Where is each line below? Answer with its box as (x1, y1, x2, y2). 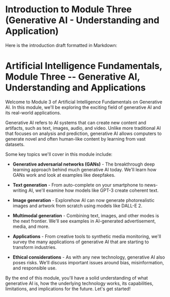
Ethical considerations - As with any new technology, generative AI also (12, 254, 165, 260)
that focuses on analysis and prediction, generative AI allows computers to (5, 130, 162, 136)
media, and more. (12, 223, 50, 230)
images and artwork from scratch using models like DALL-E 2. (12, 202, 143, 209)
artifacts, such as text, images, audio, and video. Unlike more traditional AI (5, 125, 161, 131)
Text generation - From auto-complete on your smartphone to (12, 181, 144, 188)
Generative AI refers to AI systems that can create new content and (5, 119, 147, 126)
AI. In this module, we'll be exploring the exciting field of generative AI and (5, 104, 161, 110)
